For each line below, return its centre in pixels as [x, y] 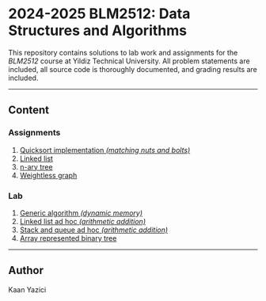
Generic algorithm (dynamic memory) [81, 213]
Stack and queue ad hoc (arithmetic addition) [94, 230]
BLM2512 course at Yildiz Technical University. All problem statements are [129, 61]
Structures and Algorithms [98, 30]
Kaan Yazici [27, 289]
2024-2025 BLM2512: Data [99, 14]
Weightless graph [48, 175]
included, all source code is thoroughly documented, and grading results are [133, 69]
